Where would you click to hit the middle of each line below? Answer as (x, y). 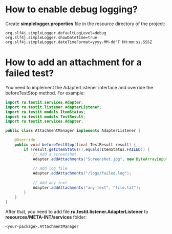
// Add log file (50, 169)
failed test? (30, 73)
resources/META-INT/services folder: (46, 217)
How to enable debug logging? (72, 9)
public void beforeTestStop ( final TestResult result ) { (76, 145)
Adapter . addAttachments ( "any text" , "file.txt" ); (87, 188)
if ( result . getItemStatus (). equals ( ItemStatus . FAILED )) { (87, 149)
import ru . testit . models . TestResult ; (46, 116)
